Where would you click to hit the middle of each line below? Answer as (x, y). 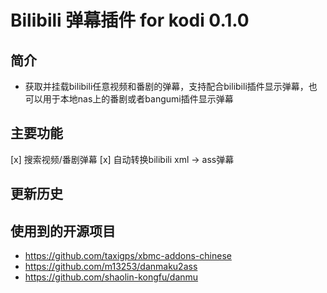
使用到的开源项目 (63, 231)
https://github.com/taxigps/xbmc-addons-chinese (128, 256)
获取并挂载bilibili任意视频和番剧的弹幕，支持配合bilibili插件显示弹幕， (166, 86)
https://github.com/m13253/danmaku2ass (111, 267)
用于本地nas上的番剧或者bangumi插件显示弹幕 (138, 99)
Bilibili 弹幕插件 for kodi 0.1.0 (130, 20)
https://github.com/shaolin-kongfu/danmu (111, 277)
